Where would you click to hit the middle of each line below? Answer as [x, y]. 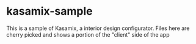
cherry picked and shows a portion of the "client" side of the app [88, 34]
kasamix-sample [49, 11]
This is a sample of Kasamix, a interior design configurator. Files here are [98, 28]
